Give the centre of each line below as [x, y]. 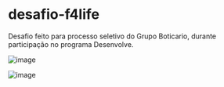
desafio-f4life [54, 14]
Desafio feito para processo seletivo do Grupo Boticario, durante [112, 36]
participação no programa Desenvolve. [71, 44]
